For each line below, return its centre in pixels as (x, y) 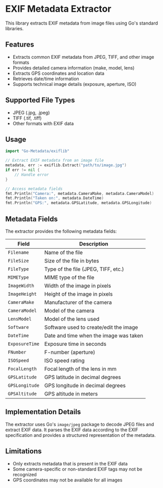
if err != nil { (22, 170)
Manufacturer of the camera (78, 302)
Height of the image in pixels (78, 294)
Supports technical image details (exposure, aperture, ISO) (75, 84)
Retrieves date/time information (46, 79)
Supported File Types (40, 100)
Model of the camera (69, 310)
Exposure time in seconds (75, 344)
